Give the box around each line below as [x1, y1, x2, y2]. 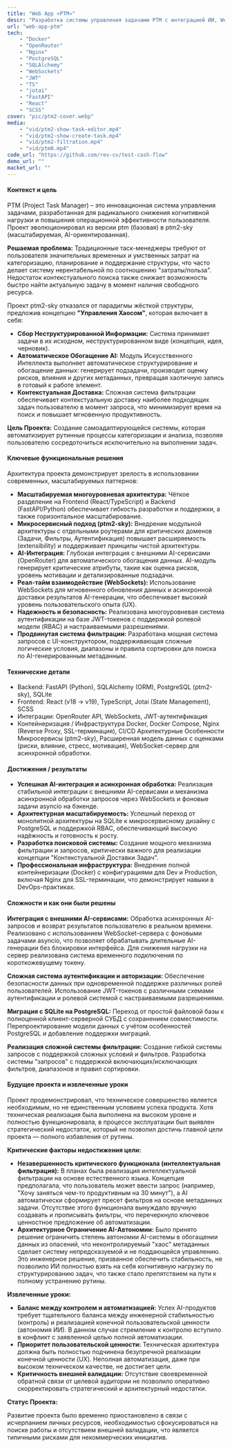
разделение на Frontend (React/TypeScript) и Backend [17, 498, 176, 506]
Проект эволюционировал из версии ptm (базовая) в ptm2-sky [7, 223, 193, 232]
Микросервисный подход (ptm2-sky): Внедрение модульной [17, 520, 202, 528]
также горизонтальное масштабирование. [17, 512, 143, 520]
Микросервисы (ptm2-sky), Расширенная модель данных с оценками [17, 734, 224, 743]
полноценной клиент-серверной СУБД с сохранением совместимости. [7, 1014, 219, 1023]
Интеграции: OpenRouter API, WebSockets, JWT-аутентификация [17, 713, 209, 721]
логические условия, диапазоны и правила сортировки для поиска [17, 644, 217, 653]
